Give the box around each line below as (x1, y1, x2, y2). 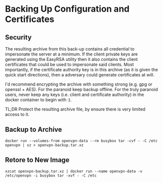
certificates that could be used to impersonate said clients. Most (5, 62, 134, 67)
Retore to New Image (5, 156, 70, 164)
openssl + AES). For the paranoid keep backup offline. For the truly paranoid (5, 87, 158, 92)
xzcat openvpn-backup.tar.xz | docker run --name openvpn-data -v (5, 169, 143, 174)
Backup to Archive (5, 126, 62, 134)
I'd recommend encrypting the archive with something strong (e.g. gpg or (5, 81, 152, 87)
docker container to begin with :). (5, 97, 72, 103)
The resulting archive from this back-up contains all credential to (5, 46, 135, 52)
